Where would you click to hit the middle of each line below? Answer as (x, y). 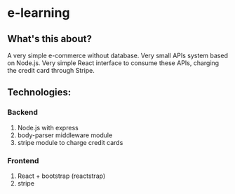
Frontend (23, 160)
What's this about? (50, 39)
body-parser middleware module (65, 135)
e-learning (39, 13)
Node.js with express (48, 127)
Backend (23, 112)
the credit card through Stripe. (51, 70)
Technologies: (39, 92)
